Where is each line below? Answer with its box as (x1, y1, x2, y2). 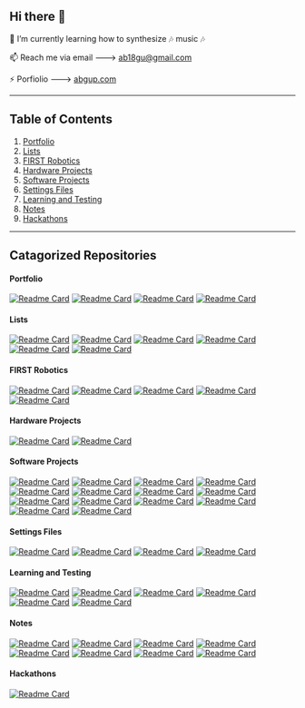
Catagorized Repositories (9, 248, 157, 263)
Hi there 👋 (9, 9, 66, 25)
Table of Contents (9, 112, 113, 127)
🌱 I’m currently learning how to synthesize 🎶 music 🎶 (9, 33, 206, 44)
